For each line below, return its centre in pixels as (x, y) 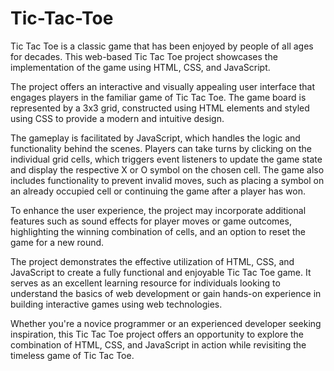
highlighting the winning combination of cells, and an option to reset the (158, 231)
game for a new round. (57, 242)
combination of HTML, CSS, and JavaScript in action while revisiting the (158, 344)
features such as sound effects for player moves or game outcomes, (151, 221)
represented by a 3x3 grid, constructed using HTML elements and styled (160, 108)
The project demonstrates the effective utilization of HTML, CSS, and (152, 261)
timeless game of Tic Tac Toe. (72, 355)
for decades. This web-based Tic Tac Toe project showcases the (144, 56)
